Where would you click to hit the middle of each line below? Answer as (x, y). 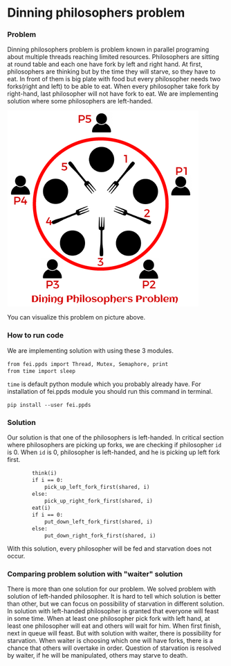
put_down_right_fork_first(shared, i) (100, 536)
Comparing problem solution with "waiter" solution (95, 574)
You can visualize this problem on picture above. (76, 317)
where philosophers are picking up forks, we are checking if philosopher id (114, 445)
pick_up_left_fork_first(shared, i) (97, 488)
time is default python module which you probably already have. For (104, 384)
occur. (16, 556)
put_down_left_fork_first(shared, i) (99, 522)
